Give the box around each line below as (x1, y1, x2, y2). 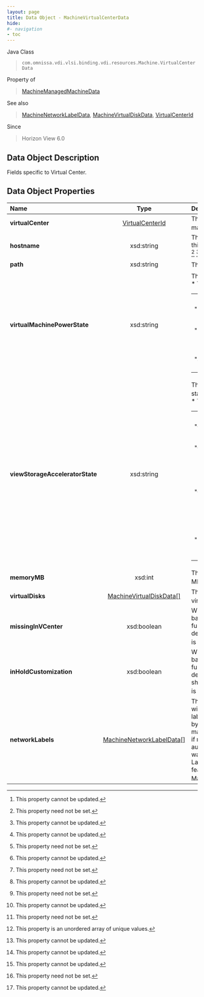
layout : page (7, 9, 40, 15)
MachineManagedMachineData (21, 88, 100, 95)
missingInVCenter (10, 622, 63, 630)
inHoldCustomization (10, 668, 73, 676)
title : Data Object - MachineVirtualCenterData (7, 15, 130, 21)
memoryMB (10, 573, 45, 582)
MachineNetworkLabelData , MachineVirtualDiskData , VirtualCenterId (21, 111, 194, 119)
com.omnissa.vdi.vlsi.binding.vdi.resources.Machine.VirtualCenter (21, 60, 196, 66)
